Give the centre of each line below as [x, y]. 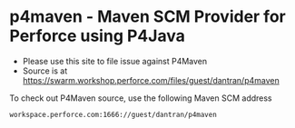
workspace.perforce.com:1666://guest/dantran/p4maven [113, 114]
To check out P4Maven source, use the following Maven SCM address [141, 98]
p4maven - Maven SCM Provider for [147, 17]
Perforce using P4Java [98, 36]
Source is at [45, 71]
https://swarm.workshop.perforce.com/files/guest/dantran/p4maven [151, 80]
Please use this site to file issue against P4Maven [115, 61]
